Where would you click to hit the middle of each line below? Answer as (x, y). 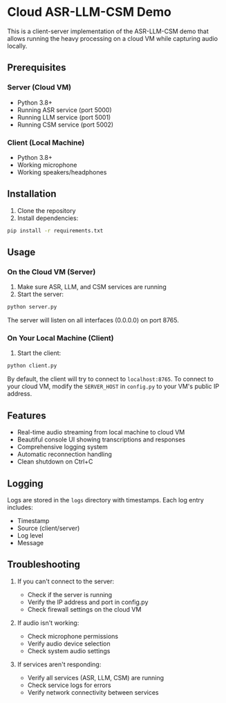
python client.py (32, 366)
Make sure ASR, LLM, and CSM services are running (92, 287)
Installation (32, 194)
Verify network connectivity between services (93, 692)
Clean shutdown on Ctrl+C (55, 462)
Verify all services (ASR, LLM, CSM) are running (96, 677)
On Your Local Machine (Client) (60, 338)
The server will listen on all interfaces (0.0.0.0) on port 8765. (93, 320)
